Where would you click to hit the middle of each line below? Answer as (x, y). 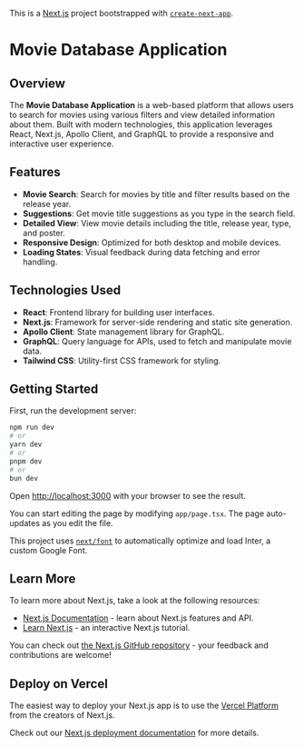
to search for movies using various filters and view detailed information (142, 115)
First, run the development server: (73, 411)
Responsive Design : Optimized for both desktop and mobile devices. (152, 242)
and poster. (44, 233)
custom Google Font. (49, 550)
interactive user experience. (62, 144)
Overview (38, 83)
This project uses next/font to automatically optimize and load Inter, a (140, 541)
